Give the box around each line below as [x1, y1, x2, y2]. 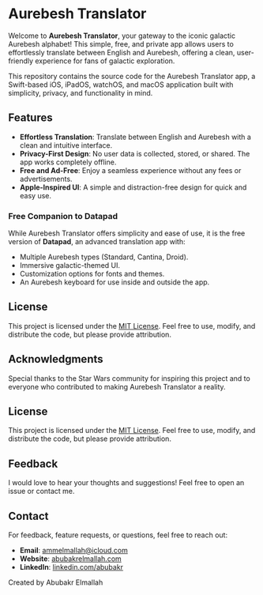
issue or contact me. [8, 487, 75, 496]
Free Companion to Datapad [8, 210, 118, 221]
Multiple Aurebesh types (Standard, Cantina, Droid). [19, 252, 189, 262]
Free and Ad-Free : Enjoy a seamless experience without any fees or [19, 165, 242, 175]
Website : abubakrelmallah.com [19, 554, 122, 563]
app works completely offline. [19, 157, 117, 167]
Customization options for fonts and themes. [19, 269, 165, 279]
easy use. [19, 190, 52, 200]
